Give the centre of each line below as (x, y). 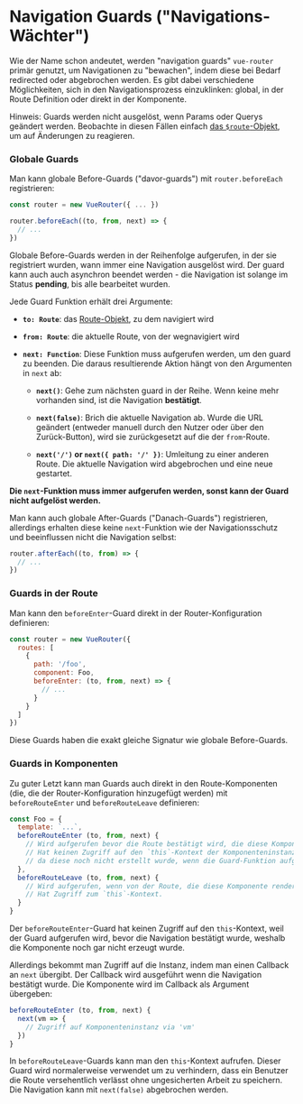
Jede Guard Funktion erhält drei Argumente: (91, 301)
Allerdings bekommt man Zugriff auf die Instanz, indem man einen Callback (149, 965)
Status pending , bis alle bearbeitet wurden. (90, 284)
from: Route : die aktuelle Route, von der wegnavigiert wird (131, 336)
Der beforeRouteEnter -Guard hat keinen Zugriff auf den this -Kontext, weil (147, 929)
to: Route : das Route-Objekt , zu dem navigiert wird (118, 318)
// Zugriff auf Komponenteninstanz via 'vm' (110, 1027)
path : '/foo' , (60, 665)
